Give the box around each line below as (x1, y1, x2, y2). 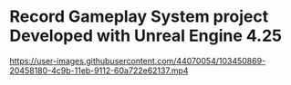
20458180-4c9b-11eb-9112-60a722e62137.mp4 (9, 65, 189, 76)
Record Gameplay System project (9, 6, 269, 27)
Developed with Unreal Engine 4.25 (9, 25, 283, 46)
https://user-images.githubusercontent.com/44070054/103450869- (9, 55, 266, 66)
